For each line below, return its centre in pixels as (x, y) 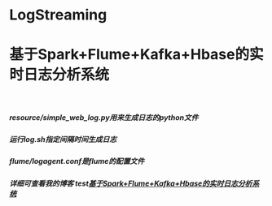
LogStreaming (58, 15)
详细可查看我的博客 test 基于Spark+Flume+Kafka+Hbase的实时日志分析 (131, 183)
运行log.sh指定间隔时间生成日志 (63, 139)
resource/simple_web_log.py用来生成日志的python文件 (104, 117)
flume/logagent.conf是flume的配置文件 (77, 161)
